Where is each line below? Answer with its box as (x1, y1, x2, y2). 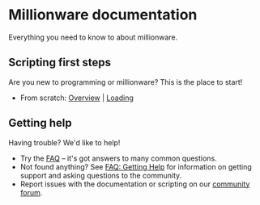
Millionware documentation (8, 6, 198, 24)
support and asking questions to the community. (19, 170, 182, 180)
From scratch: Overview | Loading (19, 93, 134, 102)
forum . (19, 187, 43, 197)
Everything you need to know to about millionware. (8, 32, 178, 42)
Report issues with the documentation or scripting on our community (19, 179, 250, 189)
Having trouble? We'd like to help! (8, 137, 121, 147)
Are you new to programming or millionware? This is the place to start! (8, 77, 243, 86)
